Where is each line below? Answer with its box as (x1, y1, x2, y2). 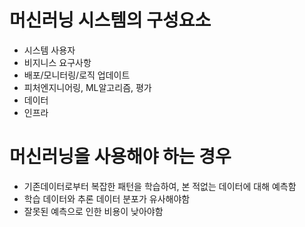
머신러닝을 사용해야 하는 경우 (9, 146, 232, 168)
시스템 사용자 (23, 44, 76, 56)
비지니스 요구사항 (23, 56, 92, 68)
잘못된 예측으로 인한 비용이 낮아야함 (23, 205, 164, 217)
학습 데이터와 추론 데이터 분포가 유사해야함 (23, 192, 191, 205)
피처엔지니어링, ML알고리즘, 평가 (23, 81, 152, 93)
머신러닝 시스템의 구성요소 (9, 9, 212, 32)
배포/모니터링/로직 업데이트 (23, 69, 131, 81)
